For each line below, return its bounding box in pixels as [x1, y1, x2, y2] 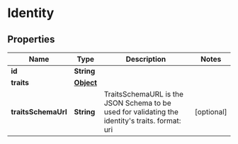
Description [125, 55, 166, 64]
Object [74, 78, 98, 87]
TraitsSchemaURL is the [103, 89, 184, 99]
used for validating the [103, 107, 178, 116]
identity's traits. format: [103, 116, 181, 126]
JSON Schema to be [103, 98, 171, 108]
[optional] [194, 107, 227, 116]
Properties [7, 33, 55, 45]
